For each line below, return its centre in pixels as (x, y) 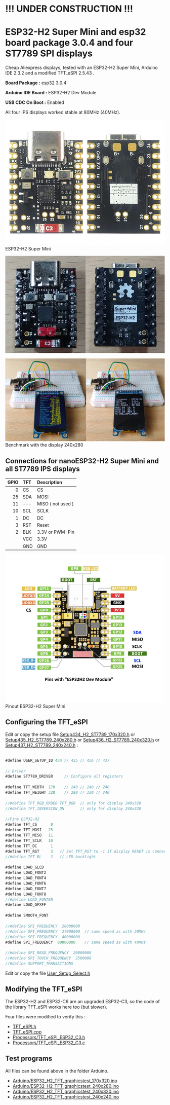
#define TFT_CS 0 (29, 825)
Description (50, 483)
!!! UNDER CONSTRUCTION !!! (69, 9)
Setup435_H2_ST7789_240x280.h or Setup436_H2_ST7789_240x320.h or (82, 740)
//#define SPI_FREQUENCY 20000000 (43, 926)
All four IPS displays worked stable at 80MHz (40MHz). (63, 113)
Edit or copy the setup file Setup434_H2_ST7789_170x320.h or (70, 734)
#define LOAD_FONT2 (26, 873)
